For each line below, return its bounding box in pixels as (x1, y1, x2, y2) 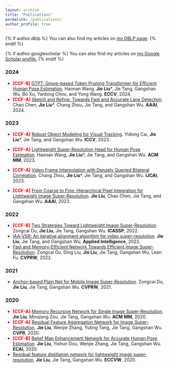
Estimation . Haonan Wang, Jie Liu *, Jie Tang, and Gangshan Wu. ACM (12, 151, 159, 157)
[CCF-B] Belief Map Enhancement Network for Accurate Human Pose (12, 335, 157, 341)
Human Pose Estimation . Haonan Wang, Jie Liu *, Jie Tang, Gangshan (12, 86, 156, 92)
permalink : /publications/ (5, 17, 62, 22)
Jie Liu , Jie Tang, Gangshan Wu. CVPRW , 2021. (12, 284, 112, 290)
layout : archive (5, 7, 39, 13)
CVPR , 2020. (12, 330, 40, 336)
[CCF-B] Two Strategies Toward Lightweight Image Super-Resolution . (12, 222, 158, 228)
